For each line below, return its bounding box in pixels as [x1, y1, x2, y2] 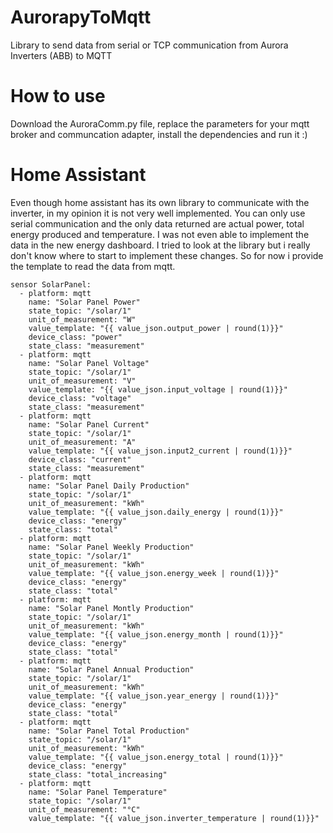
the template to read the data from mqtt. [10, 260, 176, 272]
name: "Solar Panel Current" [28, 419, 150, 430]
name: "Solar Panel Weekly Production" [28, 542, 195, 552]
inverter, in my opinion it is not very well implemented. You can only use [10, 207, 306, 219]
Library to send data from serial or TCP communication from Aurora [10, 39, 289, 51]
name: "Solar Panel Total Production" [28, 726, 190, 736]
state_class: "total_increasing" [28, 769, 168, 780]
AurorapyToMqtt [10, 6, 152, 29]
